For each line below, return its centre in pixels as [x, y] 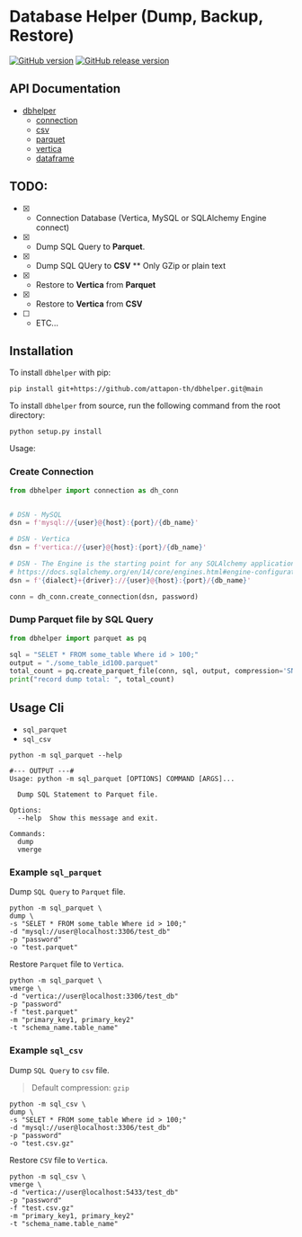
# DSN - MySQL [36, 514]
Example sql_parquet [56, 872]
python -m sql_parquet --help [66, 756]
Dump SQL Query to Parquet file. [67, 892]
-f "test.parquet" [44, 1012]
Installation [41, 351]
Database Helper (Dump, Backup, [136, 17]
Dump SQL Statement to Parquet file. [88, 795]
